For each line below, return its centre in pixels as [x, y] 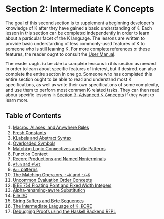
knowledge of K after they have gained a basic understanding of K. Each [79, 28]
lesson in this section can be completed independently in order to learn [78, 33]
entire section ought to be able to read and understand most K [68, 79]
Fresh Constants [29, 133]
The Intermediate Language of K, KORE [52, 206]
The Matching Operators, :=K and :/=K [51, 174]
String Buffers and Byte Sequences [48, 201]
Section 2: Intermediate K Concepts [80, 9]
